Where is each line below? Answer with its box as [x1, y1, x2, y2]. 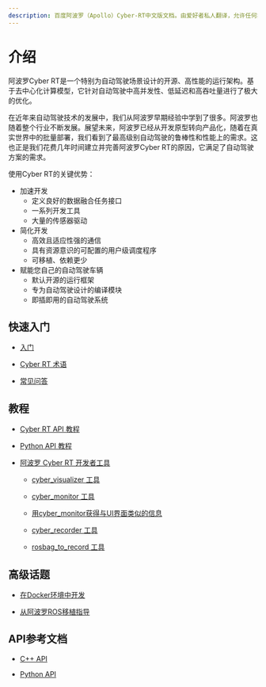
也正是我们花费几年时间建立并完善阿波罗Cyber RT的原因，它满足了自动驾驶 [8, 142, 255, 151]
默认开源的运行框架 [31, 275, 95, 284]
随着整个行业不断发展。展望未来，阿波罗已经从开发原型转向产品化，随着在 [8, 122, 251, 132]
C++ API [19, 654, 47, 663]
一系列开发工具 [31, 205, 81, 215]
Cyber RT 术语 [19, 360, 67, 369]
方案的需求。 [8, 152, 50, 162]
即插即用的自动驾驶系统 [31, 295, 108, 304]
